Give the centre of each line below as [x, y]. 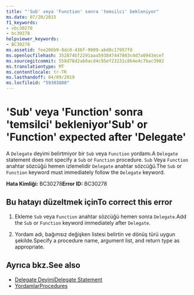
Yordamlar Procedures [41, 286]
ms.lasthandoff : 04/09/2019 [41, 77]
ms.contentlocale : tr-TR [36, 72]
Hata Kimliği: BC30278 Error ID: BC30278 [57, 183]
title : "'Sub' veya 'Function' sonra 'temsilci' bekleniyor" [83, 12]
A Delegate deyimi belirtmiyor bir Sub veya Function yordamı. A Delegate [92, 153]
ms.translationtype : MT [35, 66]
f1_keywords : [22, 22]
